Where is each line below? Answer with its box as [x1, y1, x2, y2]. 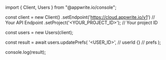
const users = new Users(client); [5, 29, 73, 35]
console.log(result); [5, 49, 46, 55]
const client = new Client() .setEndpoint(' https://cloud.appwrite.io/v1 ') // [5, 14, 155, 20]
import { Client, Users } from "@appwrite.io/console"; [5, 5, 116, 10]
